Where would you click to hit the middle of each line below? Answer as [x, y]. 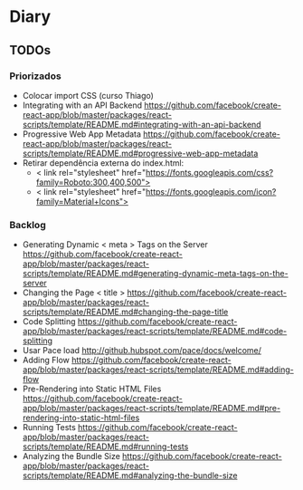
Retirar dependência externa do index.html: [103, 163]
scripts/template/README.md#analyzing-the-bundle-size [130, 476]
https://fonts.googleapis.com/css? [210, 172]
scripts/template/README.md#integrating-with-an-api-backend [142, 124]
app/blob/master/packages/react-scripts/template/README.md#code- [155, 331]
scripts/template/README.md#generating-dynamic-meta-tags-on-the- [155, 274]
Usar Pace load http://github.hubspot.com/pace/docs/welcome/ [142, 351]
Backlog [28, 225]
